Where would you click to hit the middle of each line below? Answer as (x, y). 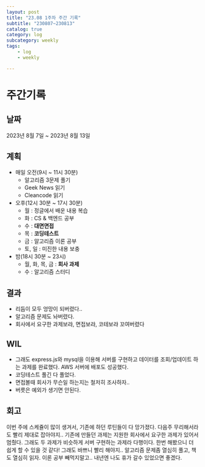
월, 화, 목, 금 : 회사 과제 (52, 264)
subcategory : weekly (33, 40)
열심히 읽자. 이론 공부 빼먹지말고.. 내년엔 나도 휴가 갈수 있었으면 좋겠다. (97, 457)
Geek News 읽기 (45, 188)
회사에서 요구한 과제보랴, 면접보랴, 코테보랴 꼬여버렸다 (80, 324)
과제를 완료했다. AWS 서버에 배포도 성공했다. (75, 367)
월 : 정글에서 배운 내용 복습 (56, 211)
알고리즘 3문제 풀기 (47, 180)
